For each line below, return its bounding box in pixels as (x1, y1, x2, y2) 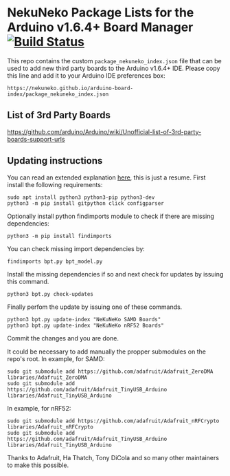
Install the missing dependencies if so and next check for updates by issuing (7, 270, 224, 278)
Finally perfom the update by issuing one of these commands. (7, 303, 183, 311)
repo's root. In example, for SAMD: (7, 354, 105, 363)
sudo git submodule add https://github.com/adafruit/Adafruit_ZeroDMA (7, 368, 214, 375)
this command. (7, 277, 49, 285)
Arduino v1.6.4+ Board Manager (7, 19, 194, 35)
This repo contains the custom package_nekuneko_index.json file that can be (7, 56, 222, 65)
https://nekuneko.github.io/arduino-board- (7, 85, 134, 91)
